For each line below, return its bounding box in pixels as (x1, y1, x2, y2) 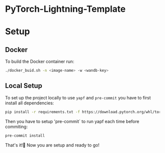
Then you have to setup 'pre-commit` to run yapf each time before (5, 118, 139, 124)
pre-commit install (5, 133, 45, 138)
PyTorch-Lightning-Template (5, 3, 126, 15)
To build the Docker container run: (5, 59, 75, 64)
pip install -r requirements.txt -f (5, 109, 80, 114)
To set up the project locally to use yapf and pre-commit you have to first (5, 94, 151, 100)
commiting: (5, 123, 28, 129)
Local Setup (5, 82, 43, 90)
